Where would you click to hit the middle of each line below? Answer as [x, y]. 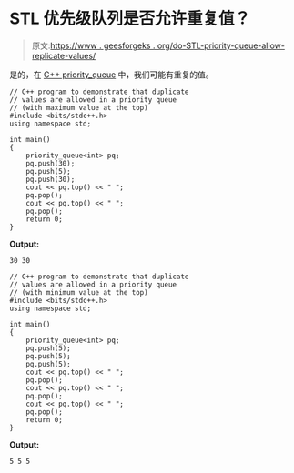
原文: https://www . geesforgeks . [93, 45]
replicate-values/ [64, 55]
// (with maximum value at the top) [79, 107]
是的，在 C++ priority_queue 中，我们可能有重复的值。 [112, 75]
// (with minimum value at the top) [79, 292]
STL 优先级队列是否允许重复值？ [130, 19]
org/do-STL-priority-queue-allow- [221, 45]
